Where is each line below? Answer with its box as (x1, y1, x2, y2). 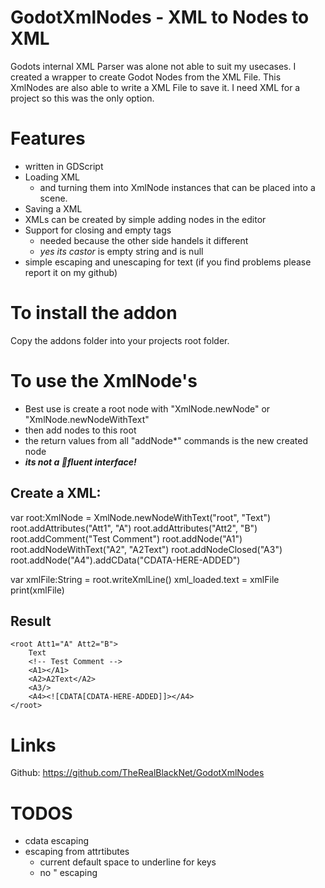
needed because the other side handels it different (39, 234, 249, 246)
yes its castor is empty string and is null (39, 245, 204, 257)
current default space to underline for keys (39, 856, 217, 868)
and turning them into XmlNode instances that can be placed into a (39, 181, 316, 193)
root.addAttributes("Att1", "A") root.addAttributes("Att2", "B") (10, 522, 258, 534)
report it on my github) (24, 266, 118, 278)
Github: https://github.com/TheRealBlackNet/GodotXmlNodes (10, 767, 265, 779)
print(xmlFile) (10, 584, 65, 596)
